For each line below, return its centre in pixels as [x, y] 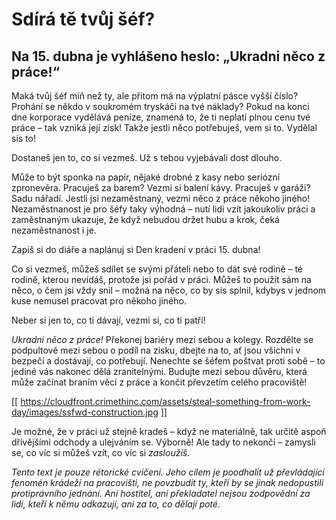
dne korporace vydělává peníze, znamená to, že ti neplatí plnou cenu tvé [161, 117]
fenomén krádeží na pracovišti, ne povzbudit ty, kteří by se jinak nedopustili [167, 482]
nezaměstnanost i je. [54, 230]
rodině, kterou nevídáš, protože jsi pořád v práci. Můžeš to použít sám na [161, 279]
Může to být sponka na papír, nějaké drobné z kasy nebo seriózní [146, 177]
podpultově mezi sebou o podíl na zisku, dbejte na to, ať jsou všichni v [156, 350]
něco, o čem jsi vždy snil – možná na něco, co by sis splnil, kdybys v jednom [169, 290]
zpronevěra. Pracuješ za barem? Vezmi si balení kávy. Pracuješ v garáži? [161, 187]
